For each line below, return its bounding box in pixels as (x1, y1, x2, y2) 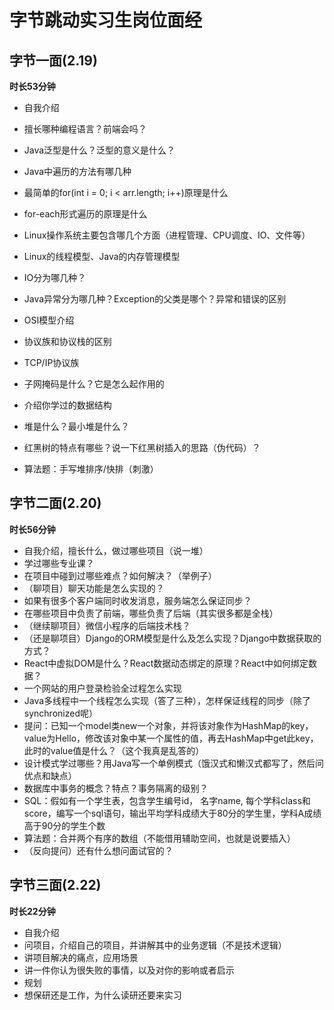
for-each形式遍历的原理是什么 (23, 208, 148, 220)
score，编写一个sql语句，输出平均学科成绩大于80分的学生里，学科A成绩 (23, 807, 322, 819)
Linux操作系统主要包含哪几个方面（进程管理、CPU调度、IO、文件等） (23, 229, 311, 241)
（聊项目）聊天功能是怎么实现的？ (23, 582, 165, 594)
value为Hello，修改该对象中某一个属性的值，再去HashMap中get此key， (23, 732, 319, 744)
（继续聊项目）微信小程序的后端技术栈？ (23, 619, 191, 631)
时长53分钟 (9, 81, 56, 92)
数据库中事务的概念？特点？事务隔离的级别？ (23, 782, 209, 794)
